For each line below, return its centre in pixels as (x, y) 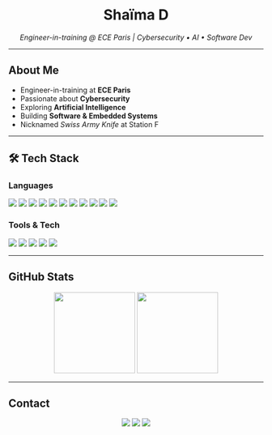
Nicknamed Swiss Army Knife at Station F (89, 124)
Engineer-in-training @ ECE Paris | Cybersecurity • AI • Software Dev (136, 37)
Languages (31, 186)
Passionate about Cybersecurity (75, 98)
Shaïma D (136, 15)
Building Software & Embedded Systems (89, 116)
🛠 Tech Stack (44, 158)
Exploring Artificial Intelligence (73, 107)
